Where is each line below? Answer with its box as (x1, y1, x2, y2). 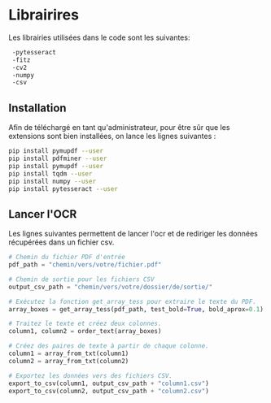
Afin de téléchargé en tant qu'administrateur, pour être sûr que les (8, 123, 230, 132)
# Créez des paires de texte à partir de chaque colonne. (8, 342, 209, 350)
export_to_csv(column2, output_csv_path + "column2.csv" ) (8, 387, 209, 395)
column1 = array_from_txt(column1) (8, 349, 129, 358)
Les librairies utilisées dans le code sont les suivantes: (8, 32, 190, 42)
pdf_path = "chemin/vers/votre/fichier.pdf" (8, 261, 162, 269)
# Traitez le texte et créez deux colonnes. (8, 319, 162, 328)
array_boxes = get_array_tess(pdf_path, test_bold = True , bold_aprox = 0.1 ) (8, 305, 264, 314)
